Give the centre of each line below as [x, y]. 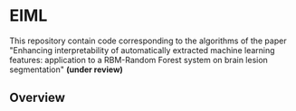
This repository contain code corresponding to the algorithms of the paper [148, 41]
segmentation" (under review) [67, 69]
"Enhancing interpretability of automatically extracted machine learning [142, 50]
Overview [38, 98]
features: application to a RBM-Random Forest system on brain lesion [139, 60]
